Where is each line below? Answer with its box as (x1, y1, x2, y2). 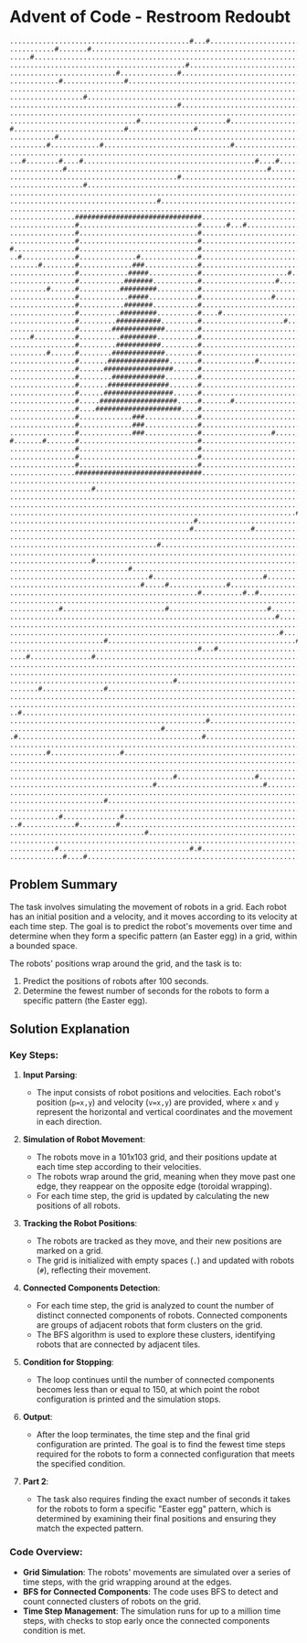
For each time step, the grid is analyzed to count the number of (36, 1300, 274, 1311)
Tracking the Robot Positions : (22, 1218, 138, 1229)
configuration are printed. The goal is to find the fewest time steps (36, 1439, 286, 1450)
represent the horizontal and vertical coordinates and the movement (36, 1107, 293, 1118)
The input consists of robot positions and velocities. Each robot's (36, 1087, 281, 1098)
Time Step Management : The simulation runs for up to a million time (22, 1606, 281, 1616)
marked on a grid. (36, 1245, 103, 1256)
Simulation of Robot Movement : (22, 1134, 146, 1145)
